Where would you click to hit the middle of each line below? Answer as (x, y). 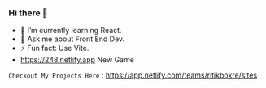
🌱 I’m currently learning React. (71, 31)
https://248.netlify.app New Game (77, 60)
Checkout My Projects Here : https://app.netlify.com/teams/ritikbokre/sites (133, 75)
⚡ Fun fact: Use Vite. (55, 48)
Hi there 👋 (28, 13)
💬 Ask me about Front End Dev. (72, 39)
